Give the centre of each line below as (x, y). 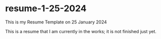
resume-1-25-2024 (46, 9)
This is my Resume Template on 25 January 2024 (56, 22)
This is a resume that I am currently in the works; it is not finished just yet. (81, 31)
